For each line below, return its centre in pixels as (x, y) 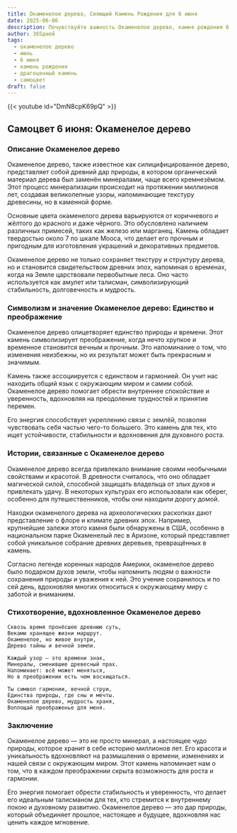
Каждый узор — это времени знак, (57, 658)
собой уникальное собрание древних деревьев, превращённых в (107, 543)
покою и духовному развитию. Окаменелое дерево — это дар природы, (117, 807)
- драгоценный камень (46, 73)
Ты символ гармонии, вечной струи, (60, 689)
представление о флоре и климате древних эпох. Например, (100, 520)
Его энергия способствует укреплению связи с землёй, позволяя (107, 420)
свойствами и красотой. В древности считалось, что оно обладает (109, 476)
